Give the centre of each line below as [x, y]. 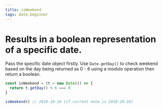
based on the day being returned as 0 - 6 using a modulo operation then [80, 69]
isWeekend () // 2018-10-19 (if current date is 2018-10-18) [69, 102]
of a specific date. [43, 50]
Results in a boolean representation [81, 39]
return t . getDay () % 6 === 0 [40, 88]
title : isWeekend [23, 10]
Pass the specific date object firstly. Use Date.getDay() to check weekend [81, 63]
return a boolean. [23, 74]
